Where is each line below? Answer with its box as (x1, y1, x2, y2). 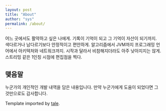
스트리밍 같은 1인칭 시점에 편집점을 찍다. (5, 54, 83, 60)
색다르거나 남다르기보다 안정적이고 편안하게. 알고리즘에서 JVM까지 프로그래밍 (5, 42, 155, 48)
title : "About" (5, 12, 37, 17)
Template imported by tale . (5, 101, 60, 107)
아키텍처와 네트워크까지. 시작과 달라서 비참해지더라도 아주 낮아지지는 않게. (18, 48, 162, 54)
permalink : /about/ (5, 21, 46, 26)
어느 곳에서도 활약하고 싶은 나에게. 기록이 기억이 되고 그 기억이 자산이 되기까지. (5, 35, 157, 41)
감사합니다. (26, 91, 48, 97)
